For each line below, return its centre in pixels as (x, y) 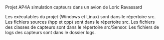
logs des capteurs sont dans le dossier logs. (51, 32)
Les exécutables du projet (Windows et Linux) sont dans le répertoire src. (81, 17)
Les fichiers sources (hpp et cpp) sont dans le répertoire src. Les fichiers (80, 22)
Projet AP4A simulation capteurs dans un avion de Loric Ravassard (74, 7)
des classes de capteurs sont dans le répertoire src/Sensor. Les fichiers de (82, 27)
